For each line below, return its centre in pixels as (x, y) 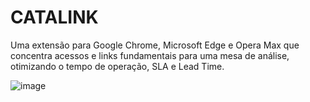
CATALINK (54, 17)
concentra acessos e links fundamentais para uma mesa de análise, (150, 55)
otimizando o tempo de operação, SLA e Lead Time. (117, 66)
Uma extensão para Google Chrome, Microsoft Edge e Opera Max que (155, 45)
